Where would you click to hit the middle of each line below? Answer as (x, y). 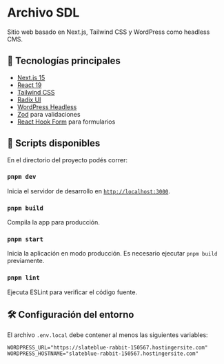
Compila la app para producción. (53, 222)
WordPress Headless (47, 107)
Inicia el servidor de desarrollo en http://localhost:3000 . (89, 191)
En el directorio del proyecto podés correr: (67, 160)
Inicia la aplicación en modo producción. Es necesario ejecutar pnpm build (112, 253)
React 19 (29, 85)
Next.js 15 (31, 77)
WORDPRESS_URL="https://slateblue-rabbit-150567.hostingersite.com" (108, 347)
